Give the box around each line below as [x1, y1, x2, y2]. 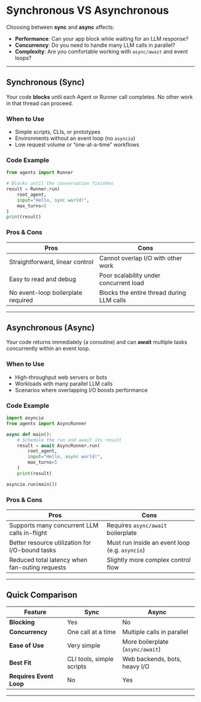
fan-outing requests [9, 563, 66, 571]
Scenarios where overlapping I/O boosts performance [14, 386, 148, 393]
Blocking [9, 618, 35, 626]
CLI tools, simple [66, 655, 114, 663]
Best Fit [9, 658, 32, 667]
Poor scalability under [99, 271, 161, 279]
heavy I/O [122, 662, 150, 670]
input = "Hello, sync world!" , [17, 197, 90, 203]
